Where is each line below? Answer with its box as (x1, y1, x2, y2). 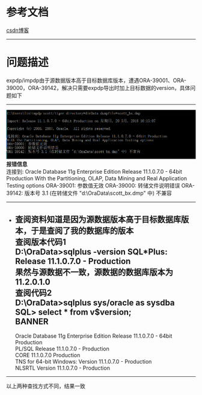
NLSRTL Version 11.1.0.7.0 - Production (14, 364, 110, 371)
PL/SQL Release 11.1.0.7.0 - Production (14, 345, 109, 353)
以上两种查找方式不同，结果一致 (6, 382, 85, 390)
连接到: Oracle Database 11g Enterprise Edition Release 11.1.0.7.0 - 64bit (6, 168, 182, 175)
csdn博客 (6, 27, 29, 34)
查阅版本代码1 (14, 236, 66, 247)
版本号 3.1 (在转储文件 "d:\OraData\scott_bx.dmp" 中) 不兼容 (24, 189, 173, 197)
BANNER (14, 316, 49, 326)
